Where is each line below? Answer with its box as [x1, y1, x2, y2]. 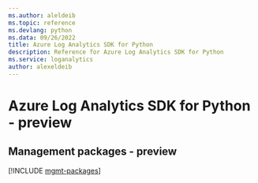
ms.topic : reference [8, 19, 77, 27]
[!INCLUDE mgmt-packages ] [8, 166, 101, 175]
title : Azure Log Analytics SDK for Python [8, 41, 154, 49]
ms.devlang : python [8, 26, 73, 34]
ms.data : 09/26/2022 [8, 33, 77, 42]
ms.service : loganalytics [8, 56, 93, 64]
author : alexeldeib [8, 63, 73, 71]
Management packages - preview [8, 145, 178, 159]
